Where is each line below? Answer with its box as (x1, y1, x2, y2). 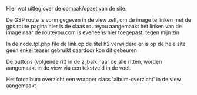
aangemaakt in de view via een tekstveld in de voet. (6, 64, 132, 71)
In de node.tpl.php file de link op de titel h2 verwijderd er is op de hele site (6, 41, 186, 47)
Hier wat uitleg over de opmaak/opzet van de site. (6, 5, 127, 12)
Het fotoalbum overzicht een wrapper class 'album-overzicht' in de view (6, 76, 181, 83)
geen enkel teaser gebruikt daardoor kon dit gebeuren (6, 47, 137, 54)
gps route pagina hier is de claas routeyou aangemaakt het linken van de (6, 23, 182, 30)
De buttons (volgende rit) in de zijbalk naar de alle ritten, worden (6, 58, 162, 65)
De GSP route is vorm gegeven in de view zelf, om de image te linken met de (6, 17, 192, 23)
